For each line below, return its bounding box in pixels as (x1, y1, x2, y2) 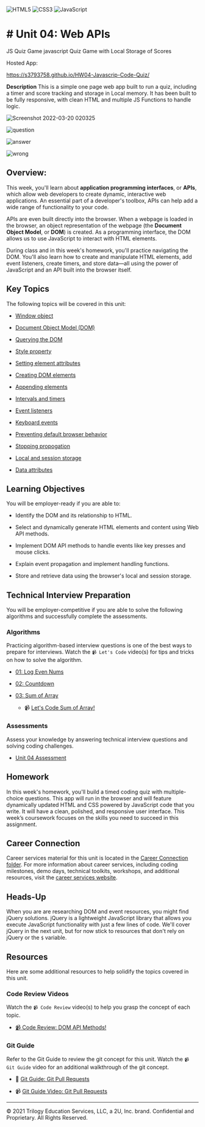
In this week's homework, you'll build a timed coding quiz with (6, 788, 163, 795)
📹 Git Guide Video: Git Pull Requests (15, 1087, 108, 1095)
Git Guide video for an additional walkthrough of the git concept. (6, 1063, 170, 1071)
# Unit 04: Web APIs (6, 28, 111, 41)
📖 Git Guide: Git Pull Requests (15, 1075, 90, 1082)
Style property (15, 348, 52, 355)
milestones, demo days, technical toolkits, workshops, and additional (6, 868, 180, 875)
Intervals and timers (15, 395, 66, 402)
